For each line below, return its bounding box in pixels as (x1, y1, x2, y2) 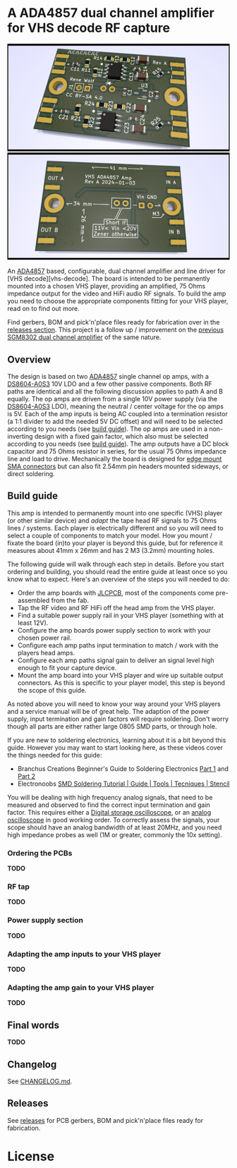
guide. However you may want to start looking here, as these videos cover (7, 743, 224, 752)
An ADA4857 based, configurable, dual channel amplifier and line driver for (7, 267, 226, 276)
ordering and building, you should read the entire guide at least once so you (7, 567, 228, 576)
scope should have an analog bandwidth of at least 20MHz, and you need (7, 823, 222, 832)
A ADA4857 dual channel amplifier (7, 5, 215, 21)
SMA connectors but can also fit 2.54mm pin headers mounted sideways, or (7, 462, 229, 470)
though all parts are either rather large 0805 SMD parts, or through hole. (7, 722, 217, 731)
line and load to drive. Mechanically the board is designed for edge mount (7, 455, 222, 463)
